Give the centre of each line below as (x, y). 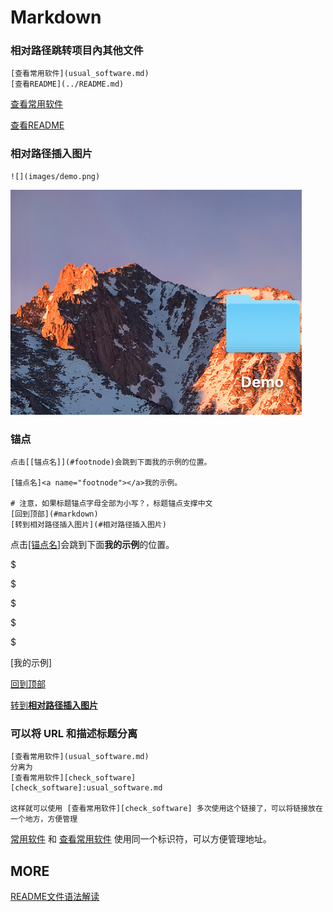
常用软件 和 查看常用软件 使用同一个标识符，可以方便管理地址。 (141, 839)
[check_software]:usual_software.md (86, 788)
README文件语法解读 (55, 897)
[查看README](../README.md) (67, 84)
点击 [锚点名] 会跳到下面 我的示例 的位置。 (92, 545)
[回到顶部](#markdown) (54, 514)
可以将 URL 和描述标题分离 (74, 733)
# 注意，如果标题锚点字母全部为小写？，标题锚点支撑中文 (111, 504)
